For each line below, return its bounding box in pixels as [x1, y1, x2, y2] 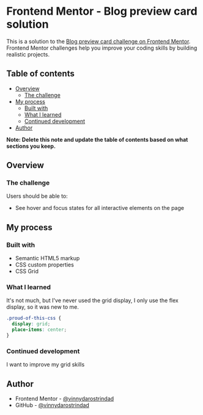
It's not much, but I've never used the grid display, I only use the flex [6, 297, 179, 304]
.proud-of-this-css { [6, 315, 62, 322]
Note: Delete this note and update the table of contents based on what [6, 136, 188, 143]
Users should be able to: [6, 192, 68, 200]
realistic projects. [6, 50, 50, 58]
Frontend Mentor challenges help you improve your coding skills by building [6, 44, 197, 52]
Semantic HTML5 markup [15, 255, 80, 262]
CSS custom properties [15, 261, 75, 268]
